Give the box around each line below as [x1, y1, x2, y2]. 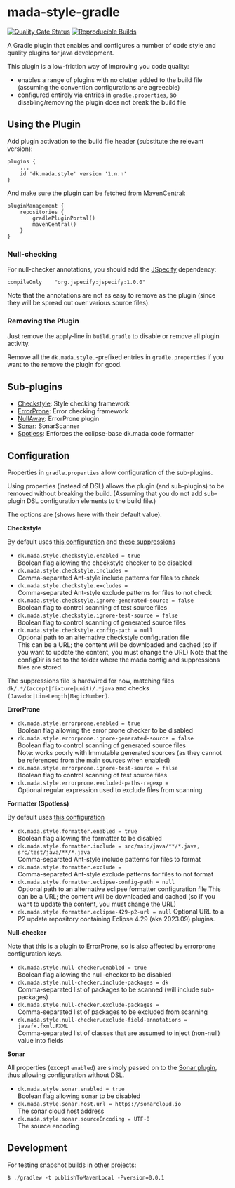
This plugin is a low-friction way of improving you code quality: [7, 62, 189, 70]
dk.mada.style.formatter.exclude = [17, 864, 122, 871]
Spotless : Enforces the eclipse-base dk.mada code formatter [17, 429, 194, 438]
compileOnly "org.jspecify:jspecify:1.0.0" [7, 279, 146, 286]
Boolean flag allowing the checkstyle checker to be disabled [17, 559, 192, 567]
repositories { [20, 208, 65, 215]
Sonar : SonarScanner [17, 422, 80, 430]
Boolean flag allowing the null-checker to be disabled [17, 970, 172, 979]
